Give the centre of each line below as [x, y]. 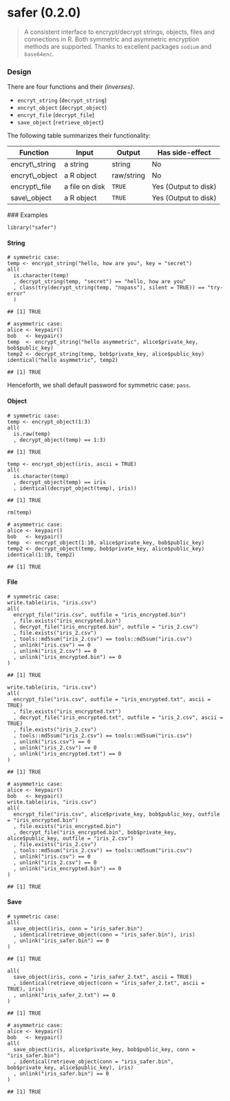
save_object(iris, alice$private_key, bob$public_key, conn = [104, 1050]
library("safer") [32, 228]
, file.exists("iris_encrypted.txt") [67, 711]
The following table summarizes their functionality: [79, 135]
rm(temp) [20, 513]
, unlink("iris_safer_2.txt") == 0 [64, 995]
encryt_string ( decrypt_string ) [62, 100]
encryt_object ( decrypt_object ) [62, 108]
